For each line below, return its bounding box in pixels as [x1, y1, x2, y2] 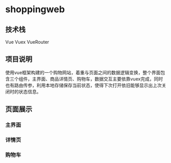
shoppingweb [5, 4, 65, 15]
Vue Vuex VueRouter [5, 39, 50, 45]
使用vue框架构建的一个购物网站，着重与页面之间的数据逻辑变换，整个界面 [5, 69, 161, 75]
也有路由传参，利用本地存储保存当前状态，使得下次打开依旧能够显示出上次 [5, 82, 162, 88]
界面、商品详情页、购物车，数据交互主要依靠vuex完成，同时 [36, 75, 163, 82]
